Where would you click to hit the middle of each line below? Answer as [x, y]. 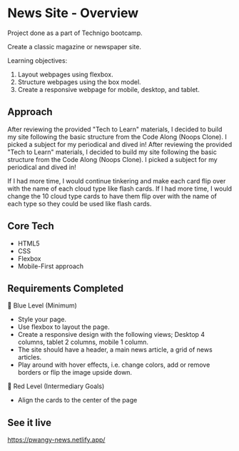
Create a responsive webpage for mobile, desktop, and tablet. [108, 89]
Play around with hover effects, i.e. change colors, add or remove [114, 365]
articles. [30, 358]
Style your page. [42, 320]
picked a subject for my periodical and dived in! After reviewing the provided [120, 144]
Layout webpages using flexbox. [65, 74]
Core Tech [31, 226]
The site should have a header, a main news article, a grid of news [115, 350]
